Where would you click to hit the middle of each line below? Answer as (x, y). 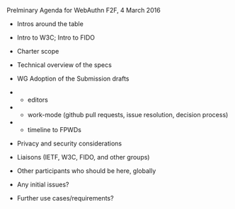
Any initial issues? (43, 184)
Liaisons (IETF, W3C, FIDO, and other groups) (83, 157)
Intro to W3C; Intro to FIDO (56, 37)
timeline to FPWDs (55, 130)
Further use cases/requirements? (65, 198)
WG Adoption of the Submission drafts (73, 78)
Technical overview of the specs (64, 65)
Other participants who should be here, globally (86, 171)
